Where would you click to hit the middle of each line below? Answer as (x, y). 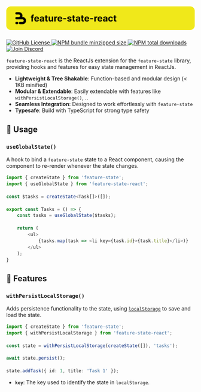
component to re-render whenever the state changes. (72, 166)
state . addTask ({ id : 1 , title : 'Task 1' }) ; (63, 371)
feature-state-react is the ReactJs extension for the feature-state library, (99, 61)
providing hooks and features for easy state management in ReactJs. (91, 67)
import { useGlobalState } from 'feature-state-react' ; (77, 184)
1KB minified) (31, 85)
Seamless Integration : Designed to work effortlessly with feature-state (104, 104)
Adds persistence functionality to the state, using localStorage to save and (99, 309)
